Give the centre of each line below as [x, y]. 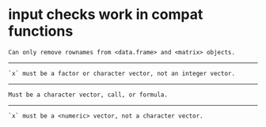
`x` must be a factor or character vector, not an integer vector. [122, 73]
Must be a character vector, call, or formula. [88, 95]
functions [41, 31]
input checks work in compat [106, 15]
